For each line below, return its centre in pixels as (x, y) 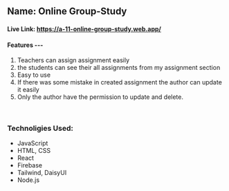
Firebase (30, 165)
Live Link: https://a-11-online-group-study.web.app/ (84, 29)
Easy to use (34, 75)
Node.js (28, 180)
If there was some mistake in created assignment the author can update (120, 82)
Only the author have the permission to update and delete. (100, 97)
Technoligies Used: (40, 129)
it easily (28, 90)
